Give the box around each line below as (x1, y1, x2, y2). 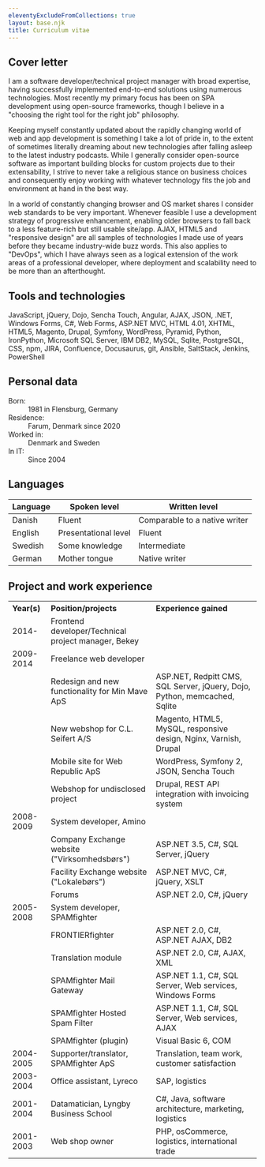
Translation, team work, (155, 1048, 243, 1059)
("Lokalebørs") (50, 876, 106, 887)
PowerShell (8, 352, 45, 362)
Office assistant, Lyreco (50, 1075, 138, 1086)
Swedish (12, 540, 44, 551)
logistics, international (155, 1136, 237, 1147)
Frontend (50, 616, 84, 627)
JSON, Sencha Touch (155, 766, 235, 777)
